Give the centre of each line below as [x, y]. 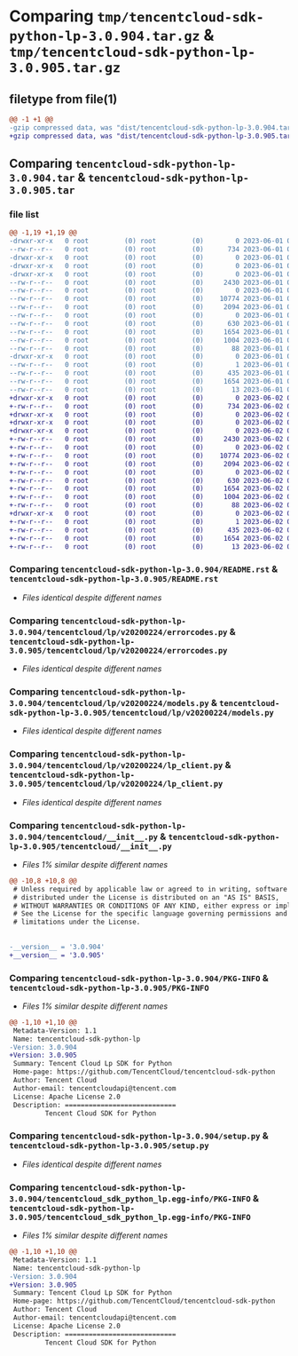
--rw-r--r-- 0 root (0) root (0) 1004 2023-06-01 [146, 340]
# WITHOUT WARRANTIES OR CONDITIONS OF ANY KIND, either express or [142, 906]
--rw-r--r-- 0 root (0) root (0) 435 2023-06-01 [146, 373]
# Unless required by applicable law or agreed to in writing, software [150, 889]
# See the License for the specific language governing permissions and [150, 914]
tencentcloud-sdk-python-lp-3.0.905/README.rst [114, 579]
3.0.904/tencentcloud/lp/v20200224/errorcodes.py [118, 632]
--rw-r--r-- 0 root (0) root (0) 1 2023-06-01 [146, 365]
